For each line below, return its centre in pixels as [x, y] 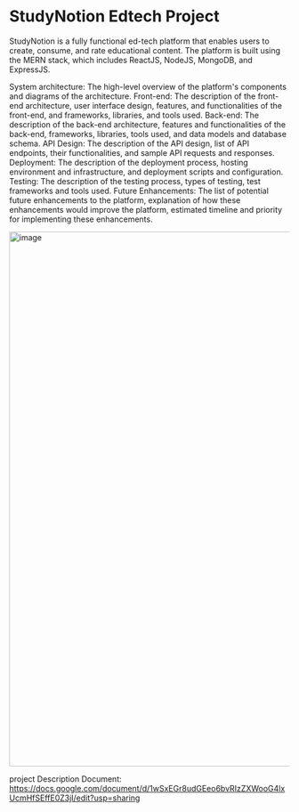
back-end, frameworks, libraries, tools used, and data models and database [148, 134]
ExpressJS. [30, 69]
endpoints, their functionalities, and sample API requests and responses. [142, 152]
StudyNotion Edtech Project [114, 16]
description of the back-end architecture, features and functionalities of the [148, 124]
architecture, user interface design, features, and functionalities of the [154, 105]
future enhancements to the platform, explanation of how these [125, 200]
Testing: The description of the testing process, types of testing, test [135, 181]
